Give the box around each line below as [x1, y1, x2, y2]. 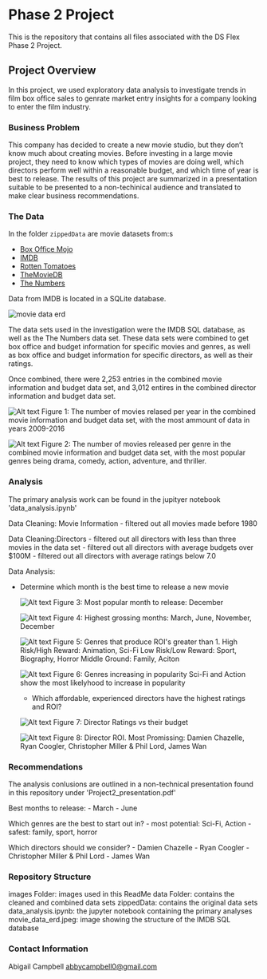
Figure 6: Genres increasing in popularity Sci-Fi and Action [53, 669, 245, 679]
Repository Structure [8, 871, 92, 882]
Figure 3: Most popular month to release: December [53, 597, 224, 607]
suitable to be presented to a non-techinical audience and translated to [8, 182, 241, 193]
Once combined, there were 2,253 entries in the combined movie [8, 374, 222, 384]
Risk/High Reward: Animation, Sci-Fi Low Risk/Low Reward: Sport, [19, 645, 238, 655]
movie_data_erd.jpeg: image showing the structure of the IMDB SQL [8, 915, 231, 925]
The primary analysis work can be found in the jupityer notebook [8, 494, 221, 504]
